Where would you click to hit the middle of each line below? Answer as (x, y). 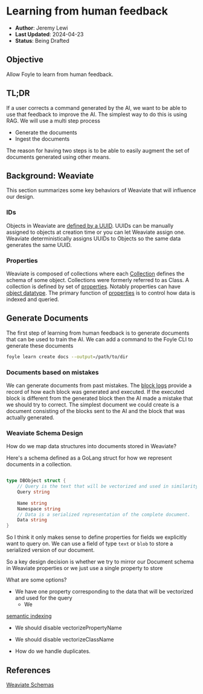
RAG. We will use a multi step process (53, 120)
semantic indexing (29, 616)
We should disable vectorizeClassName (64, 640)
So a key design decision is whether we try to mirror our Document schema (100, 562)
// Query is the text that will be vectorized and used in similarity (108, 487)
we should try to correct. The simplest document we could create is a (93, 404)
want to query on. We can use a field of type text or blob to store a (90, 544)
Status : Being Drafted (42, 40)
